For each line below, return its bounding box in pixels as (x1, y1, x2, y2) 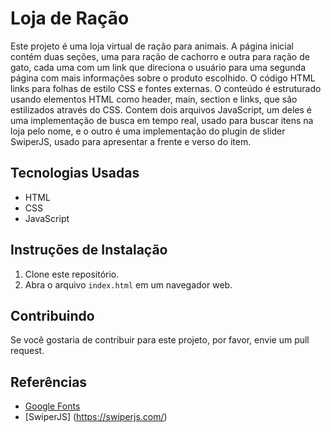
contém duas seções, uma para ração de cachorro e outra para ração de (10, 50, 310, 62)
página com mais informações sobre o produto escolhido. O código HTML (10, 72, 316, 84)
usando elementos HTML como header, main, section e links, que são (10, 93, 298, 105)
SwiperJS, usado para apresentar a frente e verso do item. (10, 135, 252, 147)
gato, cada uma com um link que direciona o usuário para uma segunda (10, 61, 307, 73)
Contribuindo (10, 307, 95, 324)
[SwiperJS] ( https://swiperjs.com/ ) (24, 411, 168, 423)
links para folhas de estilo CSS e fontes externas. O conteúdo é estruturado (10, 82, 322, 94)
